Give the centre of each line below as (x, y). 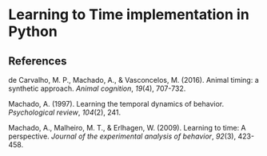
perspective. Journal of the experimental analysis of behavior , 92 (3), (122, 136)
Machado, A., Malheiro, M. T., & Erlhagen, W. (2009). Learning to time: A (127, 128)
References (38, 61)
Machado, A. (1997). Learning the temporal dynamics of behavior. (116, 104)
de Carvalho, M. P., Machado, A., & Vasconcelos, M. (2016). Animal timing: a (134, 80)
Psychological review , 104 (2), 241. (65, 112)
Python (33, 31)
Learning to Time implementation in (129, 15)
